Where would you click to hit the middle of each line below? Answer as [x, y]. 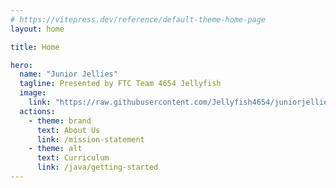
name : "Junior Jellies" [68, 74]
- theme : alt [55, 149]
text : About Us [68, 130]
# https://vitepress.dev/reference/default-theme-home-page [138, 19]
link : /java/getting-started [97, 167]
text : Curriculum [73, 158]
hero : [21, 65]
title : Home [35, 47]
